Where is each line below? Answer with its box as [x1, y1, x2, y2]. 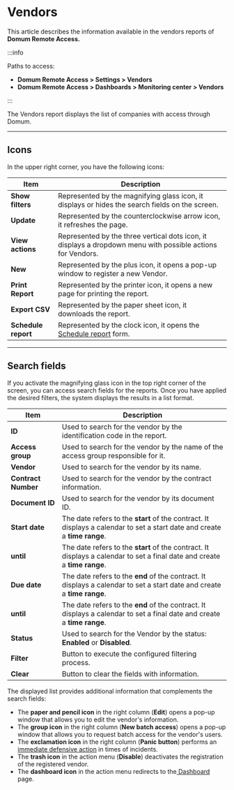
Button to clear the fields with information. [61, 668, 199, 678]
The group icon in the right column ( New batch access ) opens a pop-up [17, 722, 226, 731]
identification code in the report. [61, 430, 167, 440]
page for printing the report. [58, 288, 149, 298]
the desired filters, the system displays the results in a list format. [7, 393, 194, 402]
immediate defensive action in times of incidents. [17, 745, 158, 753]
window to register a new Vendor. [58, 268, 169, 278]
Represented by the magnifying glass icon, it [58, 191, 203, 200]
